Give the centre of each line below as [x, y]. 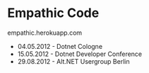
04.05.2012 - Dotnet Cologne [60, 46]
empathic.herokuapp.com [45, 33]
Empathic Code [53, 13]
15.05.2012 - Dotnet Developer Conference [80, 54]
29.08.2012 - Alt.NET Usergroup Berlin [73, 61]
